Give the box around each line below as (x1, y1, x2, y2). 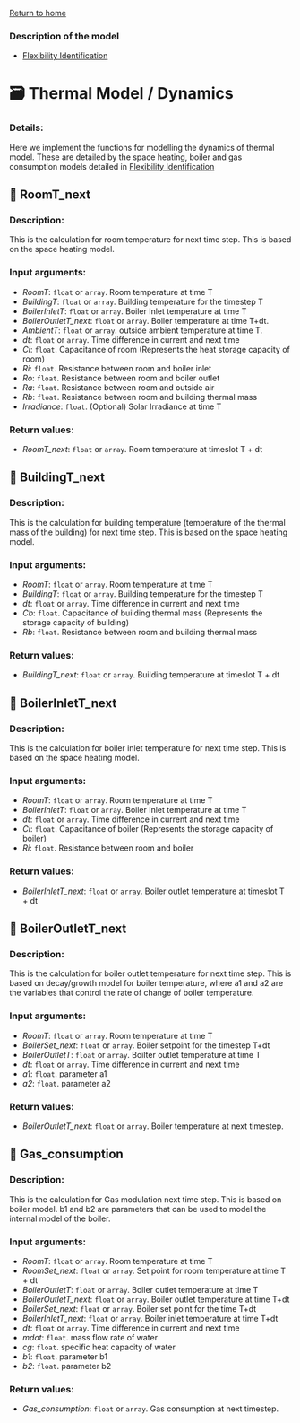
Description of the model (9, 30, 120, 42)
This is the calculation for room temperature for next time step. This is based (9, 234, 292, 245)
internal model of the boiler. (9, 1213, 111, 1224)
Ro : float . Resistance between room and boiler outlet (21, 372, 220, 383)
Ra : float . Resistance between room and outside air (21, 381, 215, 393)
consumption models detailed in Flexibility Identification (9, 161, 215, 171)
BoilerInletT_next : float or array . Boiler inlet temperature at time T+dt (21, 1313, 279, 1323)
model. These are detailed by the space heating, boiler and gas (9, 152, 243, 162)
